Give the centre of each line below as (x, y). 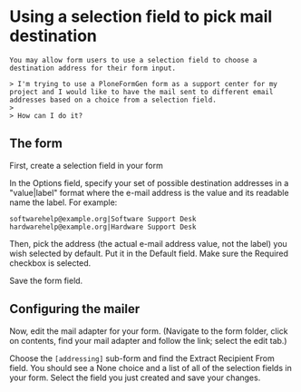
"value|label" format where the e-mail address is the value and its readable (149, 192)
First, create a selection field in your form (86, 165)
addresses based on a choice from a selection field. (113, 100)
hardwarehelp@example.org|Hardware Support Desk (103, 227)
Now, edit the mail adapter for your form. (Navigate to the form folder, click (149, 331)
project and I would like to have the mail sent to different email (141, 92)
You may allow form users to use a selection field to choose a (133, 60)
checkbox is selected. (50, 263)
